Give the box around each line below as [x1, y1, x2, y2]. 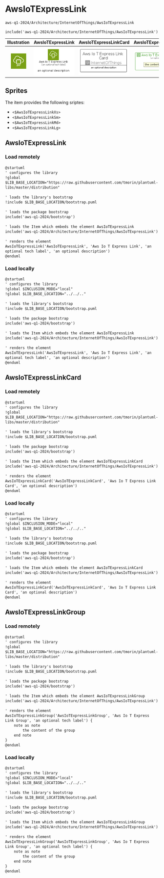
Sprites [5, 86, 28, 95]
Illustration [7, 39, 30, 45]
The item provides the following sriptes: [5, 100, 85, 105]
